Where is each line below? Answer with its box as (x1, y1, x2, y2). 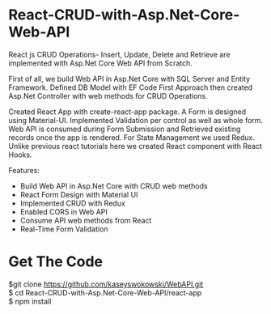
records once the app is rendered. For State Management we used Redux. (8, 132, 255, 142)
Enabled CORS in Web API (19, 206, 108, 216)
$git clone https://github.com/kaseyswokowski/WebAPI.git (8, 279, 204, 289)
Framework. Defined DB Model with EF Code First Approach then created (8, 83, 253, 92)
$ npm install (8, 296, 52, 306)
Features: (8, 165, 40, 175)
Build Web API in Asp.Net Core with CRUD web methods (19, 180, 208, 191)
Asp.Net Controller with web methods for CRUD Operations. (8, 91, 208, 100)
